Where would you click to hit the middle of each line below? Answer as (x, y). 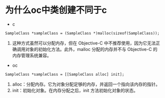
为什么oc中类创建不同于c (56, 10)
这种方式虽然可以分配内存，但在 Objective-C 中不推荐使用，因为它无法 (84, 43)
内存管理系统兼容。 (32, 55)
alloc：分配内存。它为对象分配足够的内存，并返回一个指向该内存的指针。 (86, 84)
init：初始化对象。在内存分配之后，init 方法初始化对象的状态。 (75, 90)
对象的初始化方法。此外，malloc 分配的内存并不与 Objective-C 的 (91, 49)
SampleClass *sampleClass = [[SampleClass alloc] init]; (65, 74)
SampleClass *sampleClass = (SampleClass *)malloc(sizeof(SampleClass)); (82, 33)
